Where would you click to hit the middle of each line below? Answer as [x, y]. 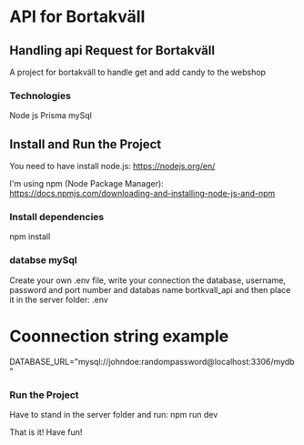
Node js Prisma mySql [51, 116]
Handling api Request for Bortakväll [112, 51]
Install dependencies [57, 217]
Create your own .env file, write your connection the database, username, [148, 280]
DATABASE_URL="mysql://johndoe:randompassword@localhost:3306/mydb [152, 361]
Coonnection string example [119, 336]
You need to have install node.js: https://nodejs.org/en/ [112, 167]
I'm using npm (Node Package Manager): [86, 184]
